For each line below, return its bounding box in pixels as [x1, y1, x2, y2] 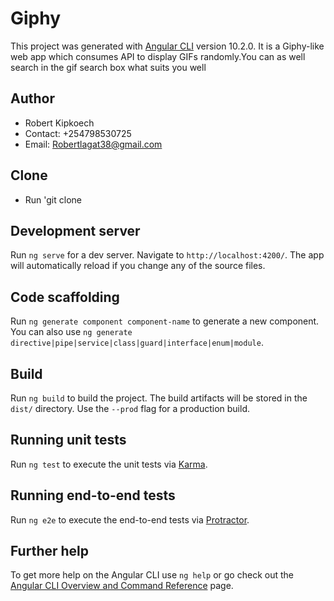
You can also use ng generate [10, 326, 133, 338]
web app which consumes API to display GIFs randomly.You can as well [10, 50, 306, 62]
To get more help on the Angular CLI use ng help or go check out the [10, 569, 294, 581]
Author [10, 90, 55, 107]
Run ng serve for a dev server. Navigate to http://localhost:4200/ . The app [10, 249, 325, 261]
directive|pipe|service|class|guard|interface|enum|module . [10, 337, 264, 349]
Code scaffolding [10, 288, 120, 306]
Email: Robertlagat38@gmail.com [24, 138, 163, 150]
